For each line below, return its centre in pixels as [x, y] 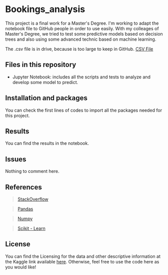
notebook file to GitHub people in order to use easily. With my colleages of [82, 28]
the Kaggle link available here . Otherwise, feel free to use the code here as [82, 261]
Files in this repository [41, 65]
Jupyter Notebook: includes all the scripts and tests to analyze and [81, 77]
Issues [16, 159]
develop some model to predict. [45, 82]
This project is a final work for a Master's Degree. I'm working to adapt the [82, 23]
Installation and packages [46, 98]
